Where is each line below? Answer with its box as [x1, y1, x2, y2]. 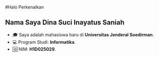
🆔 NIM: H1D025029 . [12, 46, 56, 52]
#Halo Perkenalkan [5, 4, 44, 10]
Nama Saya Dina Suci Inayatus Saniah [5, 18, 125, 27]
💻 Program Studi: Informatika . [12, 39, 76, 45]
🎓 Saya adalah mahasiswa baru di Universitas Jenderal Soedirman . [12, 31, 154, 37]
